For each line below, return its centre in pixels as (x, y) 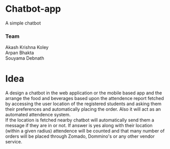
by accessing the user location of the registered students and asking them (83, 104)
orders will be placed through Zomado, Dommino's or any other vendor (80, 136)
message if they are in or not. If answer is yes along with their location (79, 126)
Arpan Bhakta (20, 53)
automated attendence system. (38, 115)
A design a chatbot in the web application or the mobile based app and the (84, 93)
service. (14, 142)
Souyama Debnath (25, 58)
